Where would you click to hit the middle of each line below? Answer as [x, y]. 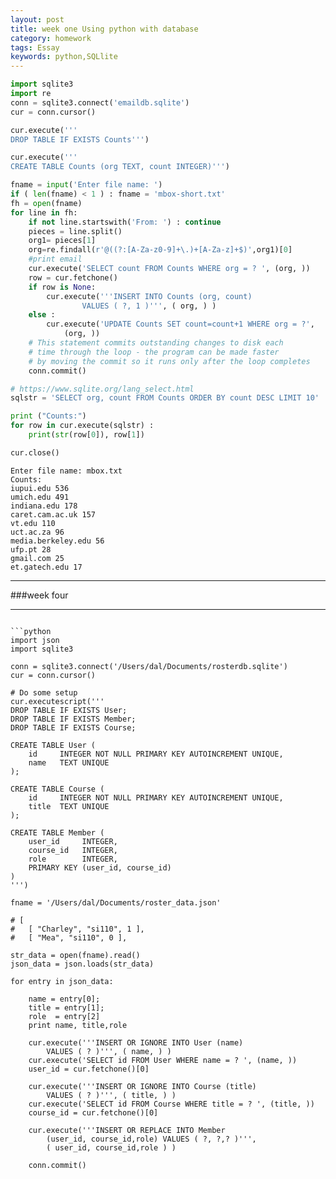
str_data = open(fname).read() [75, 955]
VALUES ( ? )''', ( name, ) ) [109, 1051]
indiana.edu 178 [44, 506]
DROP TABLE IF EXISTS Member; [73, 719]
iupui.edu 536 [40, 488]
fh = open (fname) [46, 203]
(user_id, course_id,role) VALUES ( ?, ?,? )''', [151, 1139]
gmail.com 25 [37, 558]
